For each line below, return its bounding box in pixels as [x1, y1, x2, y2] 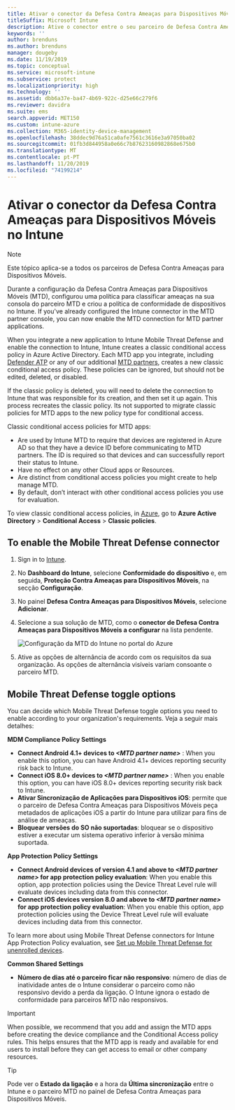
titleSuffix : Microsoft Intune [7, 17, 99, 24]
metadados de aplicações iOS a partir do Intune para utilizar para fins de [17, 808, 227, 817]
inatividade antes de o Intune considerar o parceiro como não [17, 981, 195, 989]
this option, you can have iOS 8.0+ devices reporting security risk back [17, 779, 222, 787]
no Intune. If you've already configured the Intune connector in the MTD [7, 306, 215, 316]
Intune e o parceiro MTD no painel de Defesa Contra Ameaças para [7, 1088, 201, 1096]
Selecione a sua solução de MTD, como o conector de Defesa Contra [17, 618, 219, 627]
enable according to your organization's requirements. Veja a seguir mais [7, 715, 218, 723]
